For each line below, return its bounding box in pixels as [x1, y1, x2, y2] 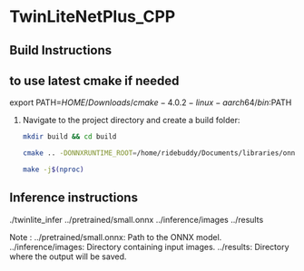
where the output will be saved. [9, 251, 127, 262]
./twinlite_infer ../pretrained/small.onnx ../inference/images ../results [9, 214, 264, 225]
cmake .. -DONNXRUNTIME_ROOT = [22, 149, 138, 158]
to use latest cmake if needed [9, 73, 180, 88]
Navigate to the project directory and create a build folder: [22, 115, 240, 126]
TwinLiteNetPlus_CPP [9, 6, 176, 27]
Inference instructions [9, 190, 139, 206]
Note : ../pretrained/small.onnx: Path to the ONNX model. [9, 231, 222, 242]
